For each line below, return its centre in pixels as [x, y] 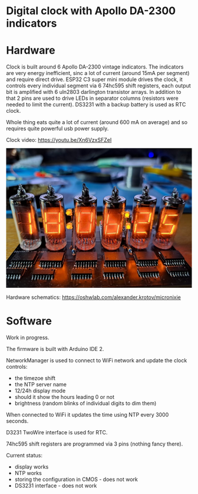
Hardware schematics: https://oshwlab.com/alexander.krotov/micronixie [94, 297]
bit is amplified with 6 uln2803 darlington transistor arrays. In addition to [94, 92]
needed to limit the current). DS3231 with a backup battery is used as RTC [96, 105]
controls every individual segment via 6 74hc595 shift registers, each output [99, 86]
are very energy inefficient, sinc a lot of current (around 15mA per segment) [98, 73]
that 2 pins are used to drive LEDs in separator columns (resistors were [92, 98]
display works [32, 467]
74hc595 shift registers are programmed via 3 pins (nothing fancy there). [95, 444]
